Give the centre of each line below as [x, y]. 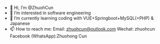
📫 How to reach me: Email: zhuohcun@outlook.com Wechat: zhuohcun [82, 29]
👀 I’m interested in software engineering [50, 13]
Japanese [20, 23]
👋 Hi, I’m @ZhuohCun [32, 8]
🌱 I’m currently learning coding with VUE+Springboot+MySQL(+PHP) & [82, 18]
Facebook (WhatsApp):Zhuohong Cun [48, 36]
